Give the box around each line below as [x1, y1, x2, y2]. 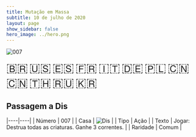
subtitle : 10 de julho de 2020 [6, 15, 86, 21]
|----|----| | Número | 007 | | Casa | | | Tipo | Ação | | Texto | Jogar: [6, 117, 190, 124]
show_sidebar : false [6, 26, 59, 32]
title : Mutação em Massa [6, 9, 69, 15]
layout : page [6, 20, 40, 26]
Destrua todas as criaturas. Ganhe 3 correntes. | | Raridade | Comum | [6, 123, 182, 131]
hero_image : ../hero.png [6, 32, 69, 38]
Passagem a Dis [6, 101, 68, 111]
